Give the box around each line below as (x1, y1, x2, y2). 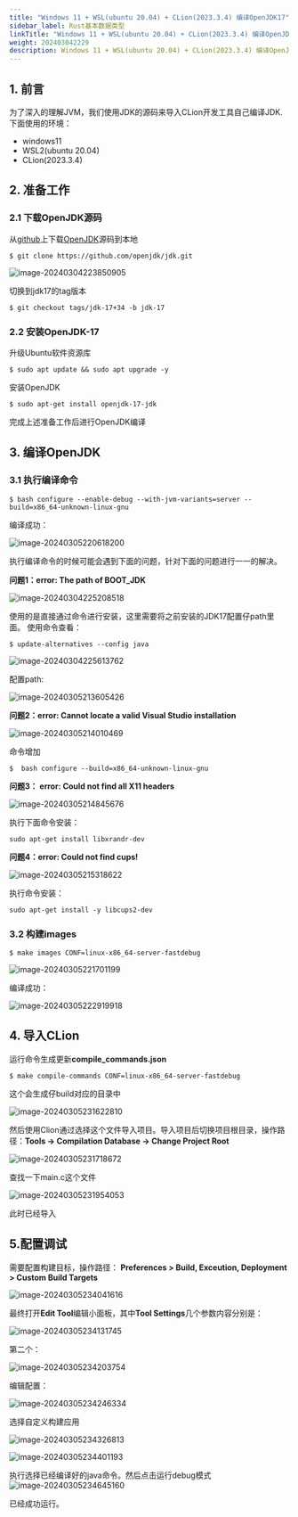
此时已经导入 (9, 1208, 56, 1218)
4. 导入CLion (9, 1029, 80, 1044)
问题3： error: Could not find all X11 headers (9, 781, 175, 791)
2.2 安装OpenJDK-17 (9, 325, 100, 338)
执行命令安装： (9, 888, 64, 898)
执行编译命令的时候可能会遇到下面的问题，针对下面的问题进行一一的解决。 (9, 555, 282, 566)
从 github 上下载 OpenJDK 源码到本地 (9, 234, 138, 244)
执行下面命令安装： (9, 816, 80, 827)
